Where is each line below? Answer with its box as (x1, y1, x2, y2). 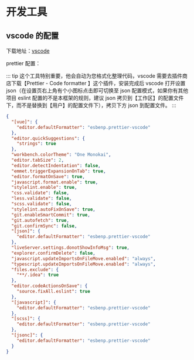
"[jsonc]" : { (11, 332, 43, 338)
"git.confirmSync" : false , (11, 223, 77, 229)
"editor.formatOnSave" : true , (11, 174, 85, 179)
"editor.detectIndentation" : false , (11, 162, 101, 168)
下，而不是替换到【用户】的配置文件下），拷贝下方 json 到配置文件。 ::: (6, 102, 177, 109)
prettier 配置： (6, 60, 41, 66)
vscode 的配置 (6, 31, 59, 41)
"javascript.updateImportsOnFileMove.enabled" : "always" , (11, 255, 156, 262)
